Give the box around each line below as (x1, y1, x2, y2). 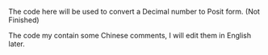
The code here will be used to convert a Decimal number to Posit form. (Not (8, 7, 261, 16)
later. (8, 39, 26, 49)
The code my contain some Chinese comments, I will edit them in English (8, 31, 252, 40)
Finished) (8, 15, 40, 25)
